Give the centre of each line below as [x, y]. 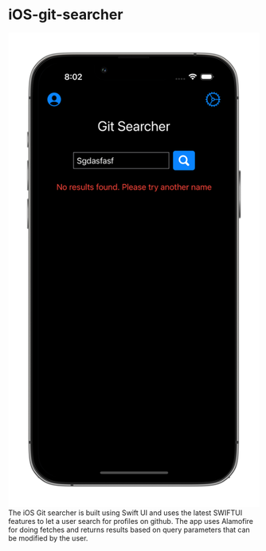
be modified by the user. [48, 538]
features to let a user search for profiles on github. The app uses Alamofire [131, 521]
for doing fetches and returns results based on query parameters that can [129, 530]
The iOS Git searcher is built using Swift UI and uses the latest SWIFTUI [125, 513]
